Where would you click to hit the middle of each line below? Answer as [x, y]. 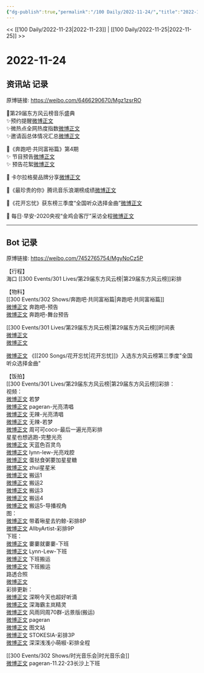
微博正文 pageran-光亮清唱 [40, 407]
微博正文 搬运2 [25, 483]
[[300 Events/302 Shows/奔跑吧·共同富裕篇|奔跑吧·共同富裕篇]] [85, 300]
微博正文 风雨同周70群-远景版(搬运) [51, 612]
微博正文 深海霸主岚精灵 [36, 605]
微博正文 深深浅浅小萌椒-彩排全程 [48, 643]
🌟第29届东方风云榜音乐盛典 [41, 113]
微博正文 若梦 [23, 399]
